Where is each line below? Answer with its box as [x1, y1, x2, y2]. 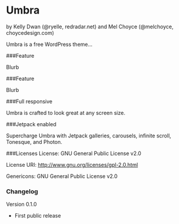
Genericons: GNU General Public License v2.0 [6, 172, 118, 180]
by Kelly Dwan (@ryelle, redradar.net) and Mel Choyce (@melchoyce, [6, 23, 174, 30]
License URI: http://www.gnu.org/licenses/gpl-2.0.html [6, 161, 139, 168]
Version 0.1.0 [6, 201, 37, 208]
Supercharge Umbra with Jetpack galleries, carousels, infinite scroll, [6, 132, 171, 139]
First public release [14, 212, 62, 219]
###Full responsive [6, 98, 53, 105]
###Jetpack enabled [6, 120, 57, 127]
